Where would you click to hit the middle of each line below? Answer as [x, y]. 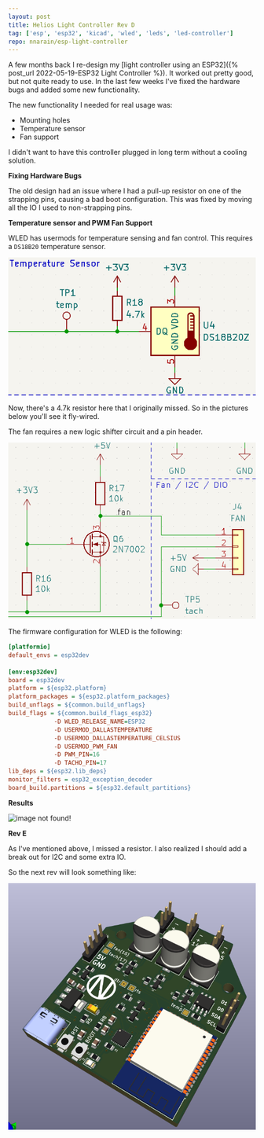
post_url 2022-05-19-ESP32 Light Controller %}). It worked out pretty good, [131, 73]
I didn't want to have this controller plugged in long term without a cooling [128, 152]
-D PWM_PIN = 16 [77, 754]
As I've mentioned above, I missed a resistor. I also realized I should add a [128, 848]
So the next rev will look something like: [72, 872]
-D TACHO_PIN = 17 [81, 763]
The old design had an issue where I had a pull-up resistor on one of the [125, 191]
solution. [22, 160]
